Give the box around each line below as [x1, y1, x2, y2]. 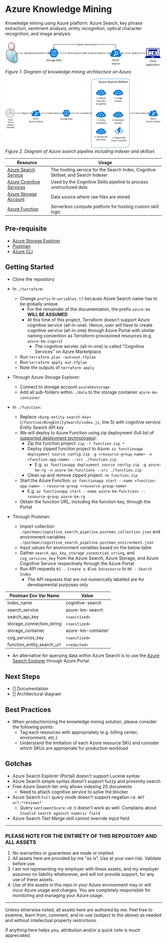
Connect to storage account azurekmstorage [19, 383, 110, 390]
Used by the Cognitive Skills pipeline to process [51, 179, 148, 185]
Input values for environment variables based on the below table [19, 544, 152, 550]
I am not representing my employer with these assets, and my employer [12, 866, 159, 872]
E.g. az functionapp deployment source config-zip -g [34, 461, 147, 467]
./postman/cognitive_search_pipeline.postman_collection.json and [19, 528, 161, 535]
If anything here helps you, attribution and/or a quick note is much [5, 927, 141, 933]
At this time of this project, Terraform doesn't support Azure [27, 316, 150, 322]
